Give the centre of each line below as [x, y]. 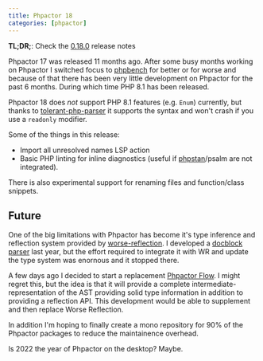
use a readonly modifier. [48, 119]
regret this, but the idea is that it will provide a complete [99, 284]
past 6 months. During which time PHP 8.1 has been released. [109, 86]
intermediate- [214, 284]
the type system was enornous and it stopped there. [94, 261]
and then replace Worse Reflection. [66, 310]
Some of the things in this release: [64, 134]
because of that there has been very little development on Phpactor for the [131, 78]
